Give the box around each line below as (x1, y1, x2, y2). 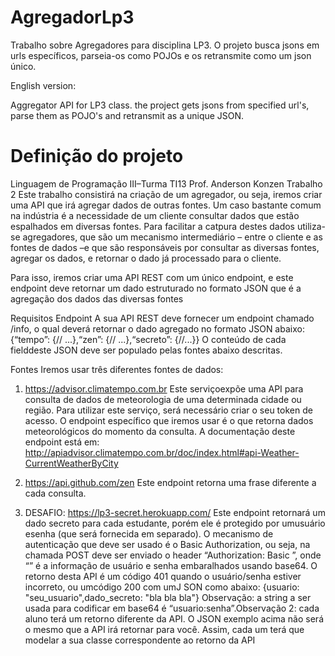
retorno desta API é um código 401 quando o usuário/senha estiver (24, 570, 302, 582)
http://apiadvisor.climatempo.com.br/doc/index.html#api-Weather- (24, 446, 300, 458)
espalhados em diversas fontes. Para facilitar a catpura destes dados (10, 220, 296, 232)
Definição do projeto (10, 145, 184, 168)
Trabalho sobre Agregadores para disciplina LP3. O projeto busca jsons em (10, 39, 320, 51)
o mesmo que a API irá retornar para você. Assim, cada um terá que (24, 623, 305, 635)
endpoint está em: (24, 436, 100, 448)
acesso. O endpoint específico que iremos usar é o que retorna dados (24, 414, 314, 426)
